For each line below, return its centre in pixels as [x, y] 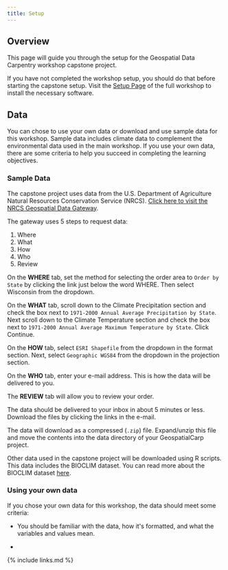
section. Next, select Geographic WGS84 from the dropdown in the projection [113, 355]
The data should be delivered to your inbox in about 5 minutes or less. [106, 409]
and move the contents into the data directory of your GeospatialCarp [105, 437]
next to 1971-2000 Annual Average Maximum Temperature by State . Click [108, 327]
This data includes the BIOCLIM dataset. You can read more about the [106, 465]
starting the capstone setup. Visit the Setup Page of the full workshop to [109, 86]
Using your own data [42, 490]
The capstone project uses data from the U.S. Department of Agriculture [110, 193]
